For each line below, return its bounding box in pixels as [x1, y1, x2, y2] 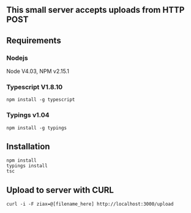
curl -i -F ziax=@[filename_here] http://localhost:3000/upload [6, 201, 174, 207]
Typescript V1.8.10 [6, 83, 63, 91]
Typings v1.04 [6, 111, 50, 119]
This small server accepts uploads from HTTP [6, 5, 185, 15]
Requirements [6, 35, 61, 45]
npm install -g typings [6, 125, 67, 131]
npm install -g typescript [6, 97, 75, 103]
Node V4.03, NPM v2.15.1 [6, 67, 69, 75]
